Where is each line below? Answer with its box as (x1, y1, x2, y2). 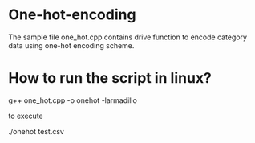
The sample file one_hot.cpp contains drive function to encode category (8, 32, 247, 42)
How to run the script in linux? (8, 69, 212, 88)
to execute (8, 111, 43, 121)
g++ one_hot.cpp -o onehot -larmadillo (8, 95, 138, 105)
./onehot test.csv (8, 126, 64, 136)
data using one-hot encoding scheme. (8, 40, 135, 50)
